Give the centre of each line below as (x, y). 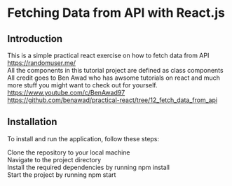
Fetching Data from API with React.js (116, 13)
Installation (32, 122)
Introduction (35, 39)
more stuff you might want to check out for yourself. (82, 85)
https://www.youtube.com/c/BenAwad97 (66, 93)
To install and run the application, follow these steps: (83, 138)
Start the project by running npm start (62, 174)
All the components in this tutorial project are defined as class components (115, 70)
